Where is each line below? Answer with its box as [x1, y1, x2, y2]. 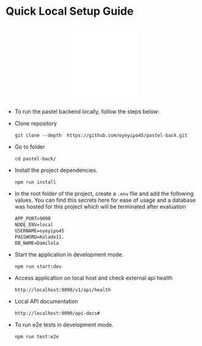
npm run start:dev [14, 263, 62, 269]
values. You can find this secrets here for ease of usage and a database [14, 196, 196, 204]
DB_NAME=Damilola [14, 240, 59, 246]
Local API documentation [14, 298, 78, 305]
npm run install [14, 179, 56, 185]
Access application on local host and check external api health [14, 274, 173, 282]
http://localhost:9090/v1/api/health [14, 286, 111, 293]
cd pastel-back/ [14, 155, 56, 162]
